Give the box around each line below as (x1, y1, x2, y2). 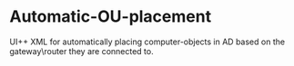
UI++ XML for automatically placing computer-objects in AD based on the (9, 36, 285, 47)
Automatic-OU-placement (9, 6, 212, 27)
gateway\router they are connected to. (9, 45, 154, 56)
